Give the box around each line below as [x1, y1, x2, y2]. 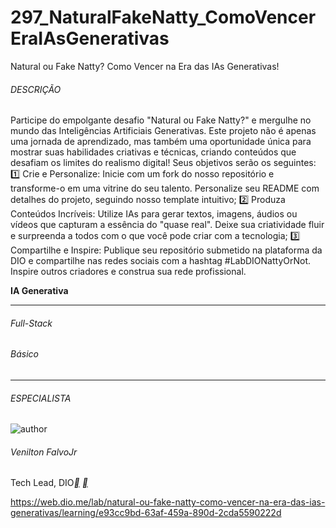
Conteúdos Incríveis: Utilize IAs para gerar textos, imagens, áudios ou [10, 208, 298, 220]
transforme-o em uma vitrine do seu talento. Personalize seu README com [10, 182, 320, 195]
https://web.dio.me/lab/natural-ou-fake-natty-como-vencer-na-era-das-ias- [10, 496, 326, 508]
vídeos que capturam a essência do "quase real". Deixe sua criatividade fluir [10, 219, 325, 231]
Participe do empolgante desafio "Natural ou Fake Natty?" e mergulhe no [10, 114, 312, 126]
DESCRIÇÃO [10, 83, 62, 95]
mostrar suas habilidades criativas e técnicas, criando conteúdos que [10, 146, 297, 158]
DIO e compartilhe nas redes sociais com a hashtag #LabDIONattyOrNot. [10, 255, 312, 267]
